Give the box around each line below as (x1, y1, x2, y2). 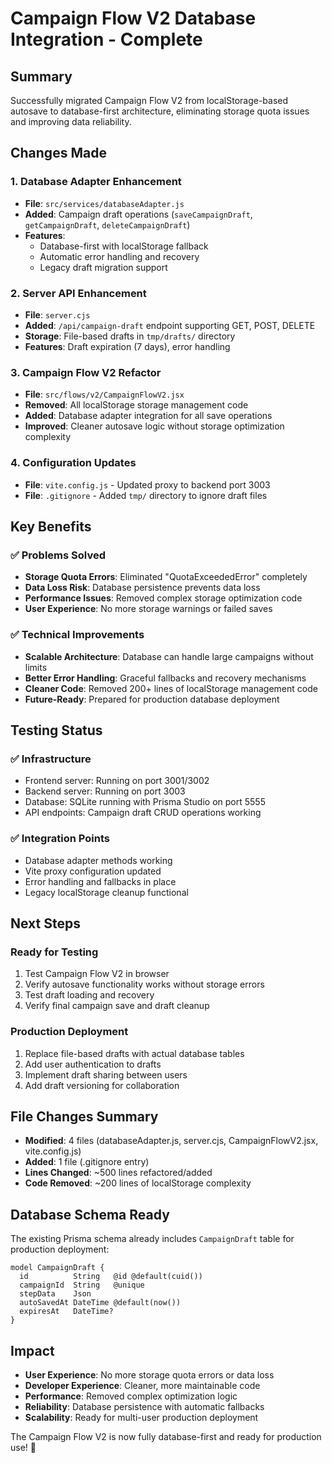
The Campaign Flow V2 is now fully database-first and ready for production (10, 1430, 322, 1442)
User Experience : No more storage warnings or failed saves (24, 603, 273, 615)
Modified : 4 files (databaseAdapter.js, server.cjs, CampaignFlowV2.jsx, (24, 1135, 319, 1147)
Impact (10, 1342, 55, 1359)
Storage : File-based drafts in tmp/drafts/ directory (24, 330, 236, 342)
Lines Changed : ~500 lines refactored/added (24, 1167, 213, 1179)
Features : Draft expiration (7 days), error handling (24, 340, 231, 352)
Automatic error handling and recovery (39, 250, 200, 262)
